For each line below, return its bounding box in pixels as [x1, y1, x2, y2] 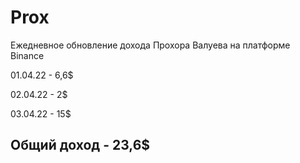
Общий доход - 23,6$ [10, 137, 151, 154]
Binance [10, 49, 45, 61]
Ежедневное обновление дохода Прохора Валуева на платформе [10, 39, 291, 51]
